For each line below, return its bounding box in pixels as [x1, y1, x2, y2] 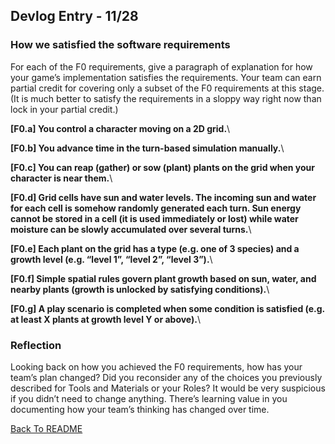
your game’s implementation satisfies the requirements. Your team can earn [10, 71, 322, 83]
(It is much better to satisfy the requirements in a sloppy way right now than [10, 92, 322, 104]
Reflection [10, 338, 62, 352]
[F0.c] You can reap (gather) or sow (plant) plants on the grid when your [10, 161, 315, 173]
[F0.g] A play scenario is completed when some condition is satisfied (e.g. [10, 302, 325, 314]
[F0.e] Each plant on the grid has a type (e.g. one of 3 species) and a [10, 242, 300, 254]
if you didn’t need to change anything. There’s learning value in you [10, 392, 288, 404]
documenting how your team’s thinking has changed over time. [10, 403, 270, 415]
